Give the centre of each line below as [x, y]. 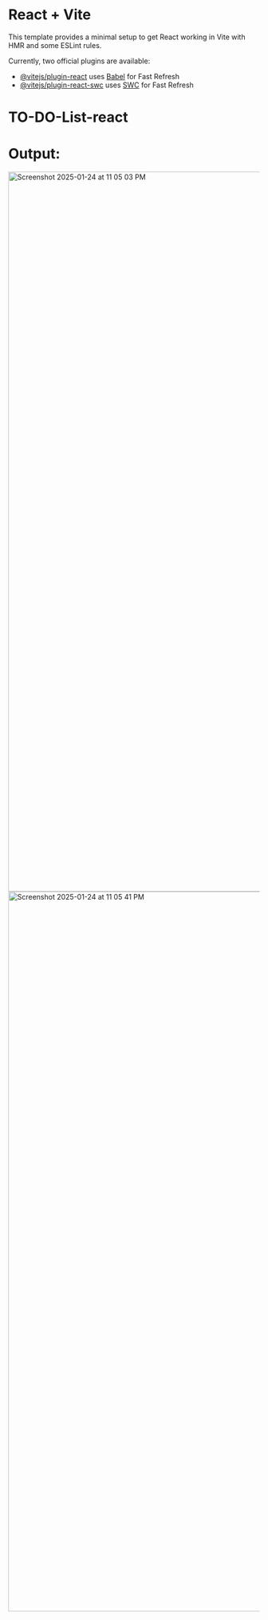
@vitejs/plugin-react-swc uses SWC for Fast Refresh [106, 85]
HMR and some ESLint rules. [55, 45]
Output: [34, 154]
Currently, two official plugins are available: [79, 61]
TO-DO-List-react [69, 117]
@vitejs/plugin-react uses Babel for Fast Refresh [100, 76]
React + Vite [50, 15]
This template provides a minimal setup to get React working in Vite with [127, 37]
